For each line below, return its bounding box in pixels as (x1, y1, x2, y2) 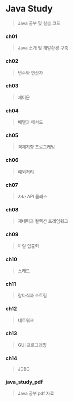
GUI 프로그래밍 (17, 342, 47, 348)
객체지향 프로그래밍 (17, 144, 55, 150)
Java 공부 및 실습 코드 (17, 20, 61, 26)
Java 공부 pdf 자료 (17, 391, 54, 397)
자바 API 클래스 (17, 193, 47, 200)
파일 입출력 (17, 243, 39, 249)
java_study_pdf (5, 379, 43, 386)
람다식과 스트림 (17, 293, 47, 299)
